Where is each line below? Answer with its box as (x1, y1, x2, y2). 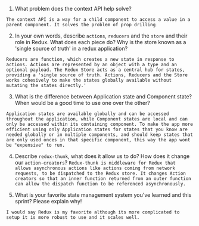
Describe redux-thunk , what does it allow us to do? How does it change (14, 153, 190, 160)
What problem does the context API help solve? (14, 5, 132, 12)
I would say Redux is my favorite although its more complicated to (6, 209, 180, 215)
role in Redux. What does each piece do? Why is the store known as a (14, 39, 186, 45)
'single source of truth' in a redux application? (14, 45, 128, 52)
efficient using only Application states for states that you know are (6, 126, 188, 132)
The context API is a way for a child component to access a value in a (6, 17, 191, 23)
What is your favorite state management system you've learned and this (14, 191, 192, 199)
